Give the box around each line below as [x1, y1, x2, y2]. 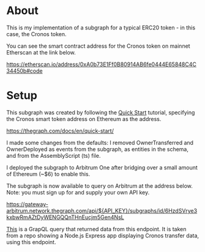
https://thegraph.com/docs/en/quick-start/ [6, 127, 114, 135]
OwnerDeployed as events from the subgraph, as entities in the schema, [6, 145, 188, 153]
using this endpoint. [6, 238, 56, 245]
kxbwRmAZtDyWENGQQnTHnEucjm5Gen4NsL [6, 213, 124, 221]
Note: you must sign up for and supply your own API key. [6, 188, 150, 196]
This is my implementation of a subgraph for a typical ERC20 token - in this [6, 24, 196, 31]
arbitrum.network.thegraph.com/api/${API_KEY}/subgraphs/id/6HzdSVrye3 [6, 207, 198, 214]
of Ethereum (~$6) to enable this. [6, 170, 91, 177]
